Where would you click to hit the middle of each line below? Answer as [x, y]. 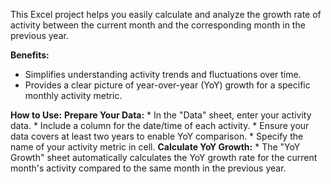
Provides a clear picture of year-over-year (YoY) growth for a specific [167, 85]
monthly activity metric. [73, 95]
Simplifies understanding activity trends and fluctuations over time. [163, 74]
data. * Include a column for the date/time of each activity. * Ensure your [160, 125]
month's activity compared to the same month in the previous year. [148, 168]
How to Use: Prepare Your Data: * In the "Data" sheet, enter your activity [161, 115]
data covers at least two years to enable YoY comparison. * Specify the [157, 136]
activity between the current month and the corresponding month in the [158, 25]
